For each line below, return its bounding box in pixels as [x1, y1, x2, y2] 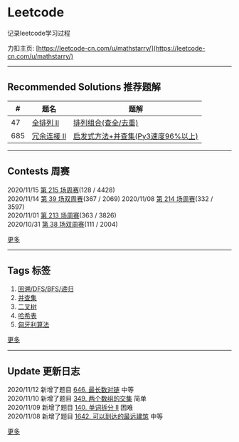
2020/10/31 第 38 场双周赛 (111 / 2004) [7, 220, 119, 228]
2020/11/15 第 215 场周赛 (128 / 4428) [7, 185, 115, 194]
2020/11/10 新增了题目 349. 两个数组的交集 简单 [7, 394, 147, 403]
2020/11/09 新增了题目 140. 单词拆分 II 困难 [7, 404, 134, 412]
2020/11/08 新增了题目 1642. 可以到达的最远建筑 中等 [7, 412, 164, 421]
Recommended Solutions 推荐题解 [7, 81, 161, 93]
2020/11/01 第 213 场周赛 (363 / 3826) [7, 211, 117, 220]
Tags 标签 [7, 264, 51, 277]
